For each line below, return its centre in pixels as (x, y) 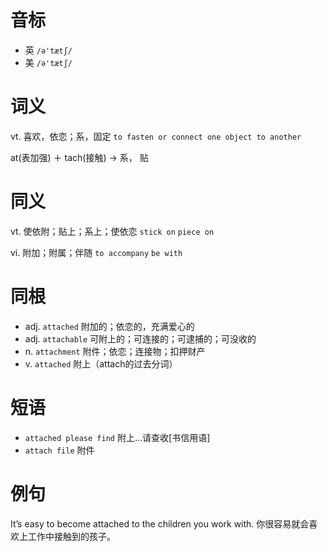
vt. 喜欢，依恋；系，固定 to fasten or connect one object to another (156, 136)
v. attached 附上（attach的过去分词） (101, 363)
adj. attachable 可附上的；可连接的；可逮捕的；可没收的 (140, 338)
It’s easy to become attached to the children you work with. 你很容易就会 (160, 523)
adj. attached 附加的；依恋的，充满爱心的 (109, 326)
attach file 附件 (59, 450)
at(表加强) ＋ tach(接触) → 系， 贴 (79, 157)
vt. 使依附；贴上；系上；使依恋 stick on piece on (112, 231)
